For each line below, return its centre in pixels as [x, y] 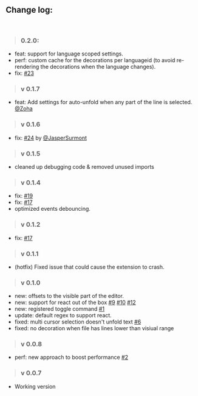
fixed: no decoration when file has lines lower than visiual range [94, 328]
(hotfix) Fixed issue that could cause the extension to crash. [89, 267]
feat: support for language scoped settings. [69, 54]
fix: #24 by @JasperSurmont [51, 138]
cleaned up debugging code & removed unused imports [84, 167]
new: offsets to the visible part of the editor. [69, 296]
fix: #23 [24, 73]
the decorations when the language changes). [98, 67]
